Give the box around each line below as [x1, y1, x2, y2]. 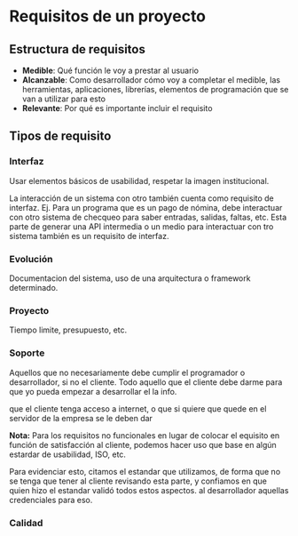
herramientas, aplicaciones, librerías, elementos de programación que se [21, 84, 289, 94]
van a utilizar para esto [21, 93, 106, 104]
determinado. [9, 282, 59, 292]
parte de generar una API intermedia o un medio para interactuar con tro [9, 220, 274, 232]
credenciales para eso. [9, 494, 93, 505]
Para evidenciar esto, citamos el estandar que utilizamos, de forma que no [9, 466, 281, 476]
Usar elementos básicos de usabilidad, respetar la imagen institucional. [9, 175, 270, 186]
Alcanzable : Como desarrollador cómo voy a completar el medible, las [21, 75, 281, 85]
